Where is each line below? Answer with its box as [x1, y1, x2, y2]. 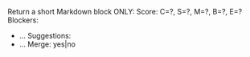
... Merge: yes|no [18, 39, 76, 49]
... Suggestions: [18, 31, 72, 40]
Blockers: [7, 15, 39, 25]
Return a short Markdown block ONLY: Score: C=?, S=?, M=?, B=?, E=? [7, 7, 243, 16]
